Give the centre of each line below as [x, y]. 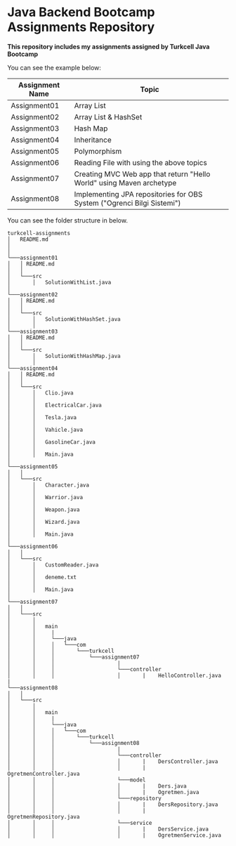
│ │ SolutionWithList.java [59, 282]
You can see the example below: [54, 67]
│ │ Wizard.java [44, 522]
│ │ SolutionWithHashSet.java [64, 319]
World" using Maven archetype [125, 183]
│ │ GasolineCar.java [52, 442]
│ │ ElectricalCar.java [54, 405]
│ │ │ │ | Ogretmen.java [103, 792]
